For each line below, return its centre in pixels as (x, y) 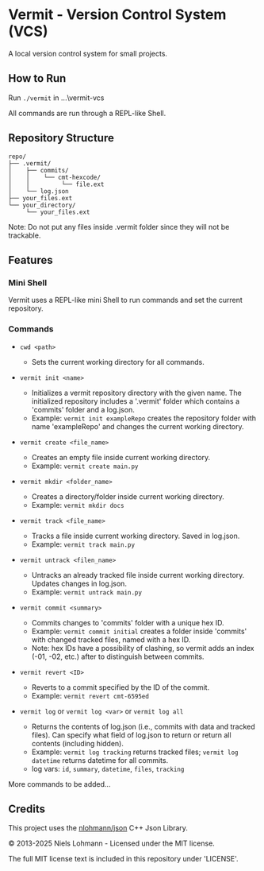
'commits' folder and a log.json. (83, 409)
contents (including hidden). (78, 743)
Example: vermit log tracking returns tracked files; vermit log (135, 752)
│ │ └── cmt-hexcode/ (55, 177)
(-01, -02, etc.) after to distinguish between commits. (118, 656)
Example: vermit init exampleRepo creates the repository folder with (143, 418)
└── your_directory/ (42, 205)
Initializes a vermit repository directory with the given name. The (136, 393)
